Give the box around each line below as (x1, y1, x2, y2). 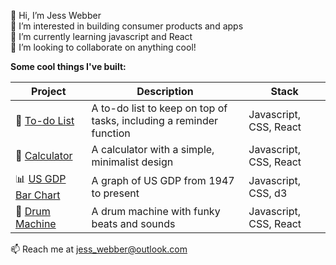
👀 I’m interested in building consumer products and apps (10, 20, 244, 32)
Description (136, 85, 194, 98)
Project (31, 85, 67, 98)
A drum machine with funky (91, 205, 221, 218)
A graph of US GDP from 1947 (91, 173, 235, 187)
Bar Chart (15, 188, 61, 202)
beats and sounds (91, 217, 176, 230)
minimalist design (91, 155, 174, 169)
